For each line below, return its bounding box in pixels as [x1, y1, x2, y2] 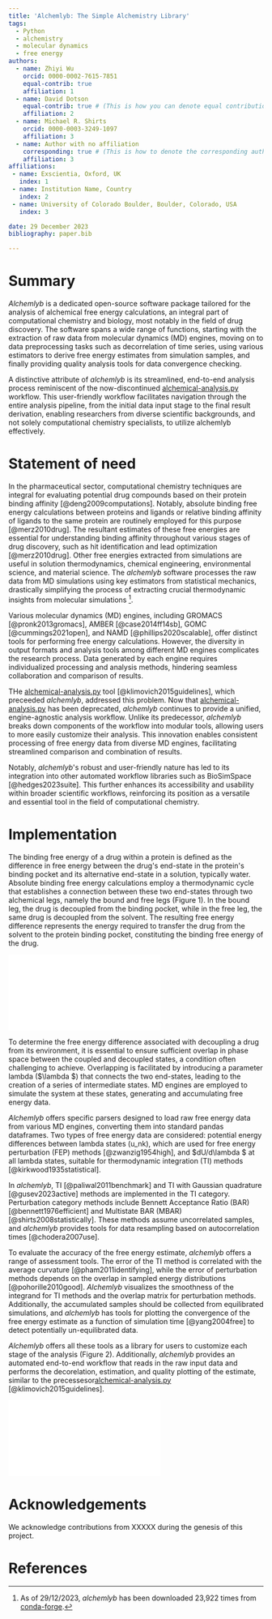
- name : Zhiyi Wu [15, 65, 74, 73]
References [8, 1559, 87, 1577]
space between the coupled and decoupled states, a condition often [8, 1054, 236, 1064]
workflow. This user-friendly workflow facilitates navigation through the [8, 392, 247, 402]
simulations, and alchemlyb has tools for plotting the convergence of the [8, 1308, 251, 1318]
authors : [8, 58, 38, 66]
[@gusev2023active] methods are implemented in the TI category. [8, 1189, 231, 1198]
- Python [15, 27, 45, 35]
